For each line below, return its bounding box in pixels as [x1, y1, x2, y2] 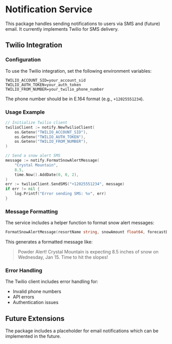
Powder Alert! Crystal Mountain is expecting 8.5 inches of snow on [17, 249, 159, 255]
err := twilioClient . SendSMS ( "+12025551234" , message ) [5, 182, 125, 187]
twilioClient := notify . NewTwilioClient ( [5, 124, 95, 130]
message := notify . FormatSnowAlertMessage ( [5, 158, 100, 163]
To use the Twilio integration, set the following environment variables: [5, 68, 152, 74]
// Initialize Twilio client [5, 120, 68, 125]
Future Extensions [5, 314, 65, 323]
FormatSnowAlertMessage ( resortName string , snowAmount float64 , [5, 229, 145, 235]
